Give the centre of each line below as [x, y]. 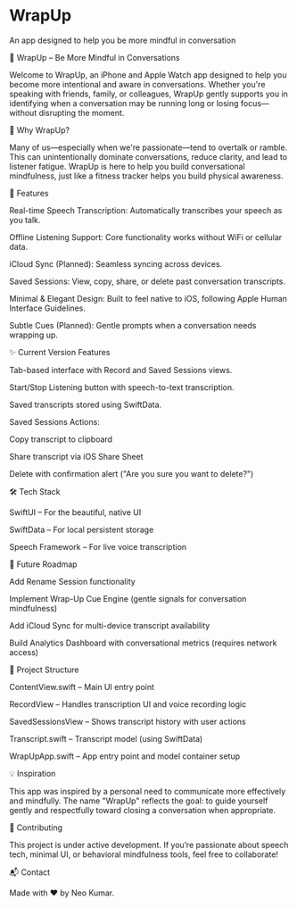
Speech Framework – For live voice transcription [98, 546]
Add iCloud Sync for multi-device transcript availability [110, 625]
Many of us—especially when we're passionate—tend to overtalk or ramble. [148, 147]
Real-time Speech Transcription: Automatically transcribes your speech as [146, 210]
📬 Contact [30, 872]
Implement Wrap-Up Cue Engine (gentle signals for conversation [128, 598]
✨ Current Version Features [60, 352]
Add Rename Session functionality [72, 581]
